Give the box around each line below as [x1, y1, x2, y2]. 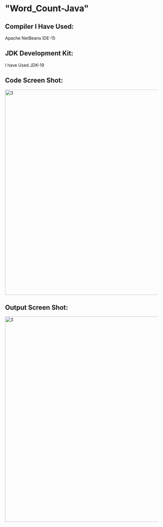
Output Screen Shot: [5, 304, 68, 312]
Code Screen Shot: [5, 76, 63, 85]
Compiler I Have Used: [5, 22, 74, 31]
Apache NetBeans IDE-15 [5, 35, 56, 41]
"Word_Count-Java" [5, 3, 89, 14]
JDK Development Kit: [5, 49, 74, 57]
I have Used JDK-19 [5, 62, 45, 68]
